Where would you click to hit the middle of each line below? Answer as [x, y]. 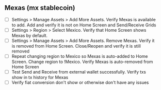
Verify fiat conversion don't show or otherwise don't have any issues [80, 83]
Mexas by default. [30, 35]
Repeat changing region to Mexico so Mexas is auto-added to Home [80, 56]
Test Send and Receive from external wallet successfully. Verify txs [79, 72]
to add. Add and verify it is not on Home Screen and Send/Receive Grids [84, 25]
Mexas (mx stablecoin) [40, 8]
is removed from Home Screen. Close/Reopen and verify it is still [76, 46]
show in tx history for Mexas [40, 77]
